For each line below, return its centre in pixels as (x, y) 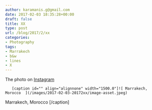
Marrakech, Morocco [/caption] (37, 102)
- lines (13, 61)
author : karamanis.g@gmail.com (38, 10)
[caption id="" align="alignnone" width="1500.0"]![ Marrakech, (80, 89)
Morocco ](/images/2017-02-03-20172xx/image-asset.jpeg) (66, 93)
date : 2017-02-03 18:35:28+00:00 (40, 14)
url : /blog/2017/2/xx (28, 33)
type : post (16, 28)
